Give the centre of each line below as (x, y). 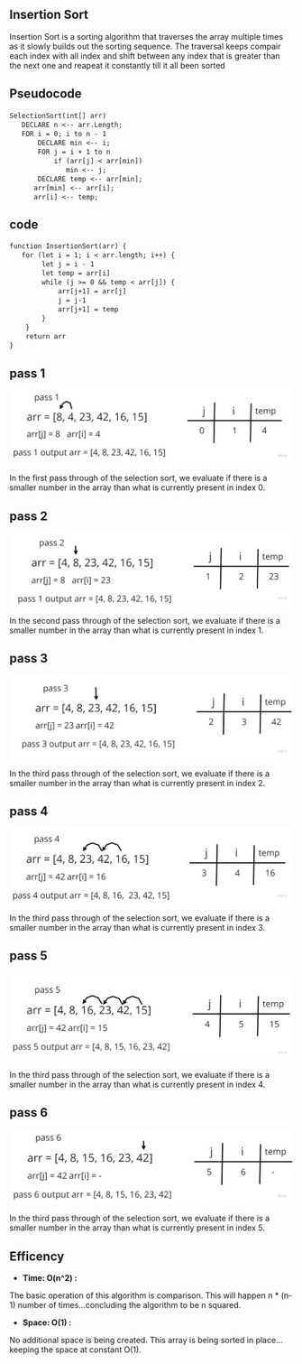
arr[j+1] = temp (88, 310)
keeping (24, 1350)
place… (269, 1341)
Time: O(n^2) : (50, 1278)
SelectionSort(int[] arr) (58, 116)
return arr (46, 337)
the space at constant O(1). (91, 1350)
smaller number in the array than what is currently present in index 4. (137, 1084)
